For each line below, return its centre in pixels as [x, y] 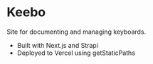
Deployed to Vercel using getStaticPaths [76, 53]
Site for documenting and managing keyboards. [76, 32]
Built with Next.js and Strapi [58, 45]
